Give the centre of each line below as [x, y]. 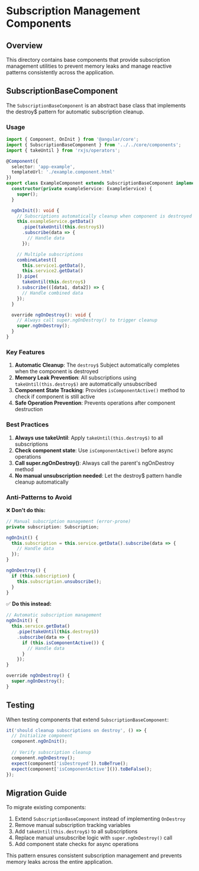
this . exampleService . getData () [55, 222]
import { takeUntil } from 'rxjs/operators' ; [63, 150]
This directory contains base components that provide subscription [88, 60]
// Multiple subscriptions [50, 254]
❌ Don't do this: [26, 510]
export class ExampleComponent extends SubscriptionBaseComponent [90, 183]
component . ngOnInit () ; [39, 741]
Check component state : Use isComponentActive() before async [94, 450]
